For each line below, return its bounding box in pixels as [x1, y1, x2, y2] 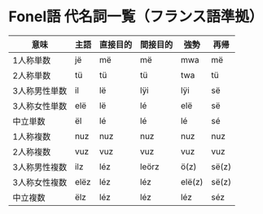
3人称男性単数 [12, 85, 68, 96]
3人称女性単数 [12, 100, 68, 111]
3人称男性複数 [12, 161, 68, 173]
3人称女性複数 [12, 177, 68, 188]
